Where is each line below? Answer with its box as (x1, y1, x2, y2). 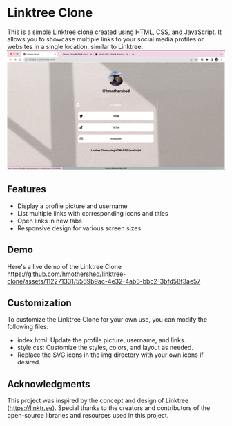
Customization (7, 297, 72, 309)
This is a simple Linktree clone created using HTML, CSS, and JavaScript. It (7, 28, 222, 36)
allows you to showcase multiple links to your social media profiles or (7, 35, 204, 43)
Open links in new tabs (17, 216, 83, 225)
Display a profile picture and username (17, 202, 128, 210)
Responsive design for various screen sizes (17, 223, 142, 232)
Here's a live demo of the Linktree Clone (7, 262, 122, 270)
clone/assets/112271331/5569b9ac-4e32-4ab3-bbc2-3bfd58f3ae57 (7, 277, 201, 285)
